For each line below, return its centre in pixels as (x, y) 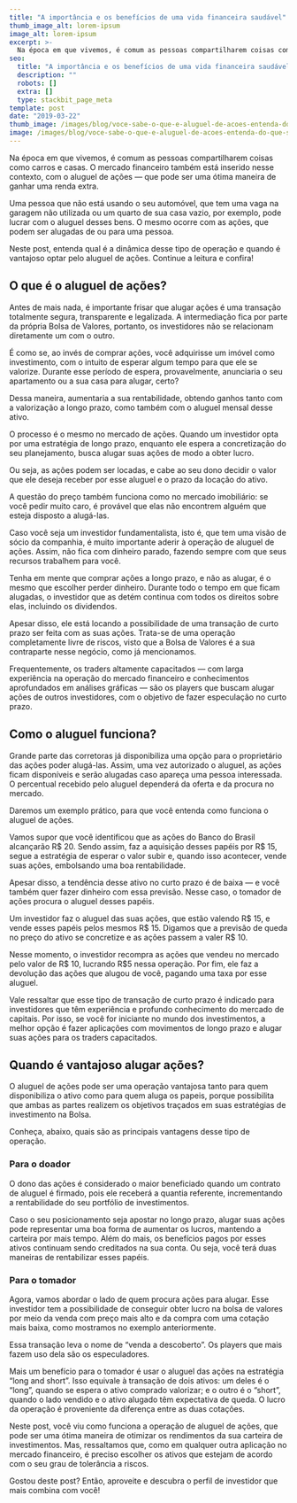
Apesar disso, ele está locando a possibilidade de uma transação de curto (144, 623)
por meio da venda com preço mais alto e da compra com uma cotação (139, 1318)
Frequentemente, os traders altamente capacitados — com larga (127, 669)
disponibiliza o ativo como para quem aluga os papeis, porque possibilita (142, 1096)
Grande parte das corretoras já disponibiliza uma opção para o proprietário (146, 755)
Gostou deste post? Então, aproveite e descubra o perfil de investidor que (144, 1481)
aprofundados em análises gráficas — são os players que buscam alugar (142, 687)
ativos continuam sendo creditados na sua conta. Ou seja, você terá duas (143, 1247)
